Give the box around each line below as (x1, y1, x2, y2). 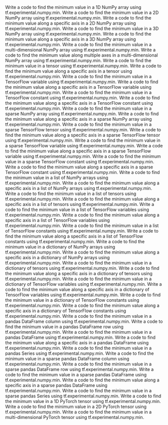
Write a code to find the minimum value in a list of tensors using (5, 190, 136, 196)
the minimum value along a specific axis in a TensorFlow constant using (5, 100, 153, 106)
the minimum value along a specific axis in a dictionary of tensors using (5, 271, 152, 276)
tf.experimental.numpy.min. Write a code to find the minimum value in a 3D (5, 26, 159, 32)
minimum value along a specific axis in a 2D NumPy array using (5, 20, 136, 26)
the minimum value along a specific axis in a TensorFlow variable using (5, 84, 151, 90)
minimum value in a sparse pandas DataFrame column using (5, 356, 129, 361)
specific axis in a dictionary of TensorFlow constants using (5, 308, 126, 314)
